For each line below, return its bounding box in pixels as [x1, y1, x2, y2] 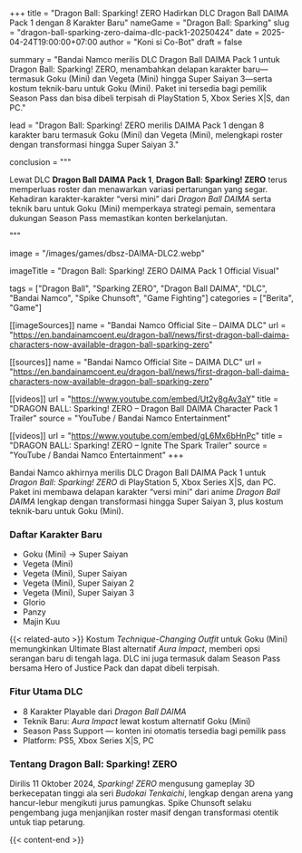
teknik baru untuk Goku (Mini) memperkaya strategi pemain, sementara [9, 203, 277, 214]
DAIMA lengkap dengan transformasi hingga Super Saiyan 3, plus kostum [9, 496, 284, 507]
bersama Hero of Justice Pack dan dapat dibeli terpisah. [9, 663, 220, 674]
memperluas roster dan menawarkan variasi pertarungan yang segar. [9, 184, 268, 194]
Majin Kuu [22, 616, 61, 627]
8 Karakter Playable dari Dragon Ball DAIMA [22, 706, 187, 717]
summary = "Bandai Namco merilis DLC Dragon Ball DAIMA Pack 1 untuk [9, 54, 280, 64]
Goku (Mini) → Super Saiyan [22, 548, 129, 560]
